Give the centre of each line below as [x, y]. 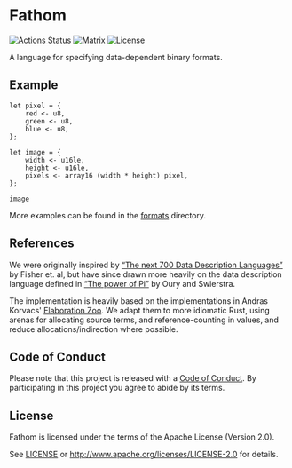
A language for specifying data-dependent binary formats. [116, 57]
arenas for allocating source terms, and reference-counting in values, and [144, 320]
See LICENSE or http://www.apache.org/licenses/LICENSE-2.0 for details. [144, 455]
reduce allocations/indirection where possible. [94, 329]
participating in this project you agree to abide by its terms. [117, 388]
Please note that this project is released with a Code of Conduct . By [133, 378]
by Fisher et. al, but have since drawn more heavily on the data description [146, 274]
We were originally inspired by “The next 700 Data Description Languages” [146, 265]
